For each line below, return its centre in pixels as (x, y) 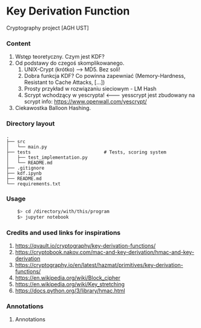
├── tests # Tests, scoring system (86, 152)
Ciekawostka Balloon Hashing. (53, 108)
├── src (16, 141)
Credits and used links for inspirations (64, 233)
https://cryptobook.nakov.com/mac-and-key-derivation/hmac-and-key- (105, 252)
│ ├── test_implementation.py (47, 157)
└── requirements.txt (34, 184)
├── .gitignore (25, 168)
